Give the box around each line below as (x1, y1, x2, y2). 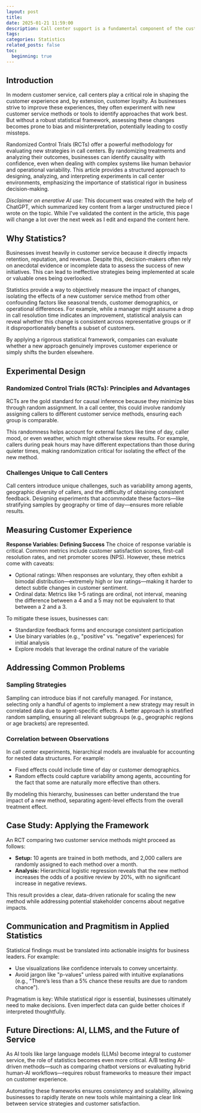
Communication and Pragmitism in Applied (6, 922, 169, 932)
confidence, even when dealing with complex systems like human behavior (6, 160, 191, 167)
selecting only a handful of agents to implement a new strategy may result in (6, 700, 195, 708)
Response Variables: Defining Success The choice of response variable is (6, 541, 191, 548)
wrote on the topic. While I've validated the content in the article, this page (6, 210, 190, 217)
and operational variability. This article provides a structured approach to (6, 166, 186, 173)
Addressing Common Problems (6, 663, 126, 673)
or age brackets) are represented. (6, 719, 90, 727)
